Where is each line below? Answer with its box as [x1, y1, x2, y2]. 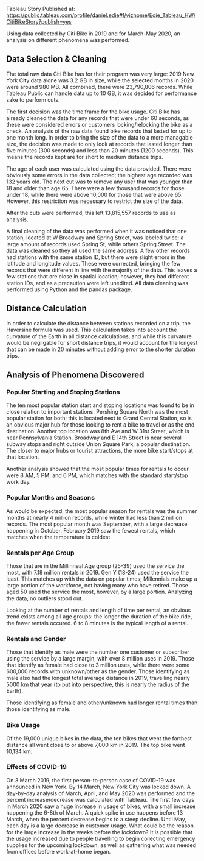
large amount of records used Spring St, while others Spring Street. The [6, 240, 186, 247]
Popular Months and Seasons [6, 494, 95, 502]
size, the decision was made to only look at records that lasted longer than [6, 140, 192, 147]
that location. [6, 453, 39, 461]
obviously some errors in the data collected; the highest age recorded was [6, 171, 192, 179]
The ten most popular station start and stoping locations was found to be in [6, 402, 194, 409]
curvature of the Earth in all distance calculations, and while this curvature [6, 332, 192, 340]
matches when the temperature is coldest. [6, 533, 112, 540]
